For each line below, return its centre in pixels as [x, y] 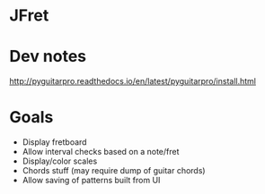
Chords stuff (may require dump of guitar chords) [114, 171]
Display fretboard [54, 142]
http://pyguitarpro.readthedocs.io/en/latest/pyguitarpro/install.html [132, 81]
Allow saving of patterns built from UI [91, 181]
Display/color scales [60, 161]
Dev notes [48, 57]
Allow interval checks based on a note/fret [101, 152]
